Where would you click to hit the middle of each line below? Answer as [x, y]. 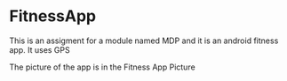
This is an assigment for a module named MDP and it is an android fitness [144, 40]
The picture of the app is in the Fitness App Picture [102, 67]
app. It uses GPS [40, 49]
